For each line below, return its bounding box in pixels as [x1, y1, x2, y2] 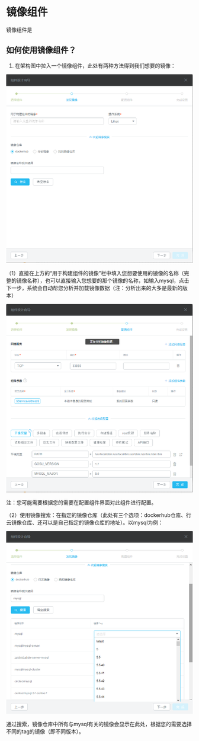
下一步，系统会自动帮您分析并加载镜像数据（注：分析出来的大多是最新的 [6, 284, 182, 291]
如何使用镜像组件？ [6, 45, 76, 55]
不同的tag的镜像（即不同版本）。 [6, 728, 85, 735]
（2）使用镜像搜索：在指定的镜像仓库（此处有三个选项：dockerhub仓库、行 [6, 511, 191, 519]
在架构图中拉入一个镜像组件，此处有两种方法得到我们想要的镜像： [14, 62, 176, 69]
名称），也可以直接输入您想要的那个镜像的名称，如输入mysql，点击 [26, 277, 190, 284]
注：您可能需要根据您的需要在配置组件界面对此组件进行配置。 [6, 499, 157, 506]
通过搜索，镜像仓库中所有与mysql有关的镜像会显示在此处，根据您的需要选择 [6, 721, 192, 728]
